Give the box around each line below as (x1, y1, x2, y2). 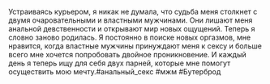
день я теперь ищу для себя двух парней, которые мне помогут (8, 58, 231, 68)
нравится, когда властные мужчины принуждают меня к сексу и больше (8, 41, 262, 51)
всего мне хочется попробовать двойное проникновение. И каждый (8, 50, 247, 59)
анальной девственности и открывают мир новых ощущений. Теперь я (8, 24, 255, 33)
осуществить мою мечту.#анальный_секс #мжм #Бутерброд (8, 67, 221, 76)
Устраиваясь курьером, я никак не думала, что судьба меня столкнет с (8, 7, 258, 16)
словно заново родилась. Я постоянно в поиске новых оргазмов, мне (8, 32, 251, 42)
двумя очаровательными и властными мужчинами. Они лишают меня (8, 15, 253, 25)
